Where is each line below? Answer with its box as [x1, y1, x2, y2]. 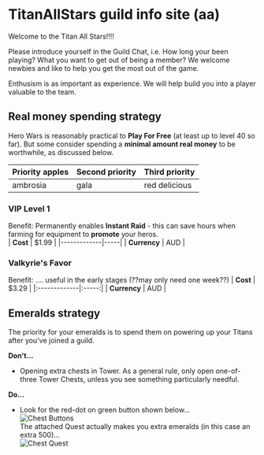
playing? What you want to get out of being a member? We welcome [8, 55, 230, 65]
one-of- [215, 366, 241, 375]
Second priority [76, 166, 136, 177]
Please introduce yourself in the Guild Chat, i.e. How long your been [8, 46, 229, 56]
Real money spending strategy [8, 110, 162, 124]
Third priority [143, 166, 195, 177]
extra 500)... [19, 431, 61, 440]
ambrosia [12, 179, 47, 191]
